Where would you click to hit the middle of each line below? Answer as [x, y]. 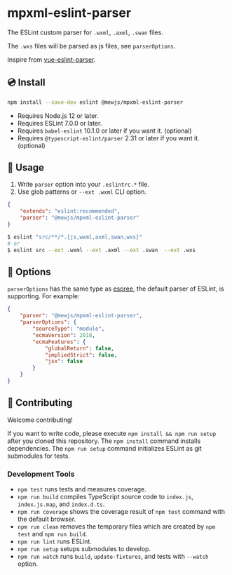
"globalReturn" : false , [79, 348]
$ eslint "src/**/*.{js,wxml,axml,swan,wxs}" [75, 237]
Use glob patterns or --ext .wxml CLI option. [82, 192]
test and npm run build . [52, 534]
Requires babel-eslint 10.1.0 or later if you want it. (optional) [104, 131]
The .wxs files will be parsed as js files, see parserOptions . [91, 46]
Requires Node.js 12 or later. [58, 115]
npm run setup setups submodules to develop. [84, 548]
